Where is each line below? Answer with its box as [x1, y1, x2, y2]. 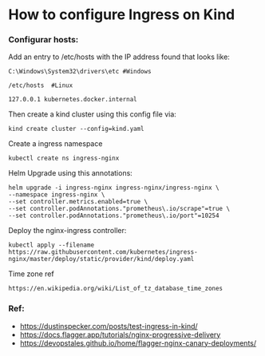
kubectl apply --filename [8, 241, 94, 249]
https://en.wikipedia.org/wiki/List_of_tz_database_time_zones [8, 285, 223, 293]
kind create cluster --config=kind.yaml [8, 125, 145, 133]
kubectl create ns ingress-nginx [8, 154, 120, 163]
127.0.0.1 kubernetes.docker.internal [8, 96, 137, 104]
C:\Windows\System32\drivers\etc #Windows [8, 68, 152, 76]
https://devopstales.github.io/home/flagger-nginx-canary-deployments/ [19, 338, 257, 348]
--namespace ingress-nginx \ [8, 191, 105, 199]
